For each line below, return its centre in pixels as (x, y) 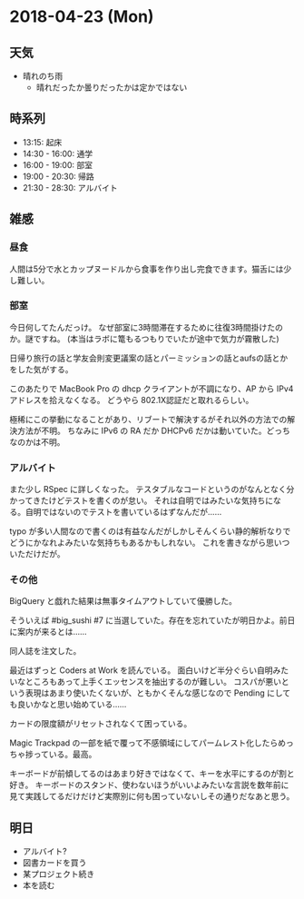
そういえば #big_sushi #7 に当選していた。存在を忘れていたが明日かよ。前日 (152, 620)
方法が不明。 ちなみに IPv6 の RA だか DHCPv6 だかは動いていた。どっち (153, 430)
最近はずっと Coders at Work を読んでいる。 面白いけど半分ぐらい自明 (142, 670)
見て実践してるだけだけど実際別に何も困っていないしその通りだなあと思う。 (152, 796)
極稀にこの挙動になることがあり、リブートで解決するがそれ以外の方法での (148, 419)
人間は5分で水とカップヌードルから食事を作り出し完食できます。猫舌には (147, 269)
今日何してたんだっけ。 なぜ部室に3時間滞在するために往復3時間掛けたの (147, 327)
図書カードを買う (54, 863)
